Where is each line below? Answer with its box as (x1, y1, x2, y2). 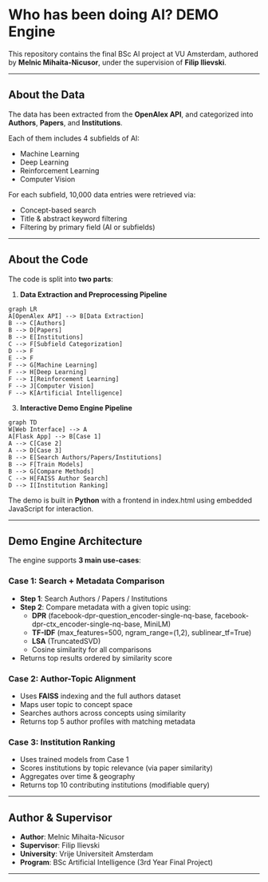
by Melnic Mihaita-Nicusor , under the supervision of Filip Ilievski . (8, 58, 227, 67)
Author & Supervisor (8, 811, 112, 824)
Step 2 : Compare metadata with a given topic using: (19, 602, 191, 612)
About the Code (8, 253, 89, 267)
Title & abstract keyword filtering (19, 213, 128, 223)
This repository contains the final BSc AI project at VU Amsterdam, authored (8, 49, 258, 58)
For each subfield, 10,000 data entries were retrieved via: (8, 189, 196, 199)
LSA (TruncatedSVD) (31, 636, 101, 646)
